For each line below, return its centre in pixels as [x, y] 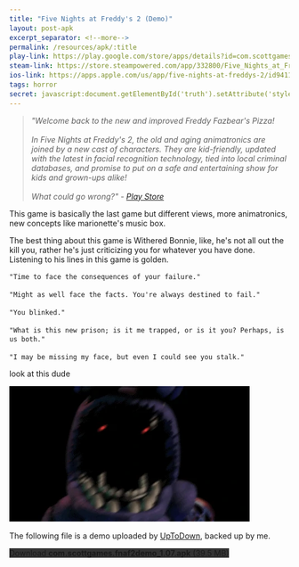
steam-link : [31, 66]
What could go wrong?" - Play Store [97, 196]
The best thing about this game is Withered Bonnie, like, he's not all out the [147, 240]
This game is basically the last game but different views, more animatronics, [148, 213]
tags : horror [33, 85]
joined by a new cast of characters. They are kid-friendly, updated [154, 149]
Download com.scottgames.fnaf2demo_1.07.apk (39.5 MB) [119, 553]
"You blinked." [37, 312]
